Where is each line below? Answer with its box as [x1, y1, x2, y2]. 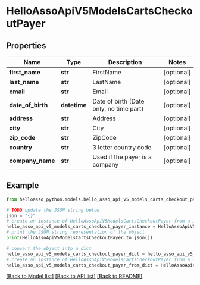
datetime [60, 101, 87, 109]
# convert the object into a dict [6, 245, 92, 251]
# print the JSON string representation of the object [6, 229, 145, 236]
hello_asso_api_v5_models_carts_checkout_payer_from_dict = [6, 262, 159, 268]
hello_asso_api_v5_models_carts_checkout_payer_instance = [6, 224, 156, 230]
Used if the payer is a [92, 153, 152, 161]
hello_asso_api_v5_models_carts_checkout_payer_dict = [6, 251, 145, 257]
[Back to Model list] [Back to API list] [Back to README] [6, 273, 143, 280]
